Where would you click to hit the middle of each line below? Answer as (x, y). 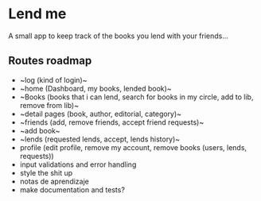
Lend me (37, 14)
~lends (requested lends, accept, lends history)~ (100, 139)
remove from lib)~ (49, 105)
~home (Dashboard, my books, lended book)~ (96, 88)
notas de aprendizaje (54, 181)
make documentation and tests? (72, 189)
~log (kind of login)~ (53, 79)
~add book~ (40, 130)
